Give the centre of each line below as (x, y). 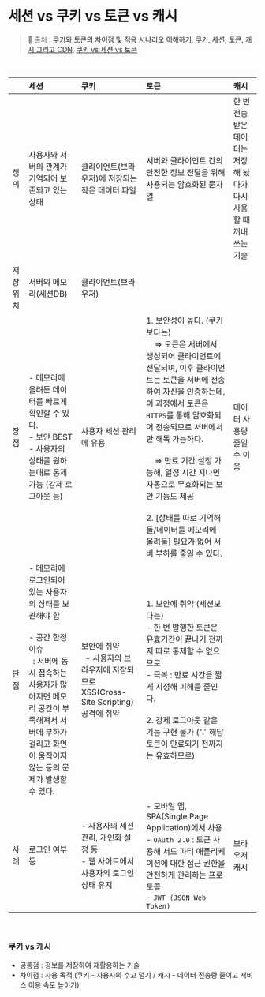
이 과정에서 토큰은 (177, 403)
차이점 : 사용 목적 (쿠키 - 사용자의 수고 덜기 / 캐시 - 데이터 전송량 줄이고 (129, 975)
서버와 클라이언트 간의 (184, 160)
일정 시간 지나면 (192, 472)
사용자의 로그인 (108, 873)
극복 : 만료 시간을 (183, 674)
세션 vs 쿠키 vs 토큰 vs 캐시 (93, 16)
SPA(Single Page (177, 816)
